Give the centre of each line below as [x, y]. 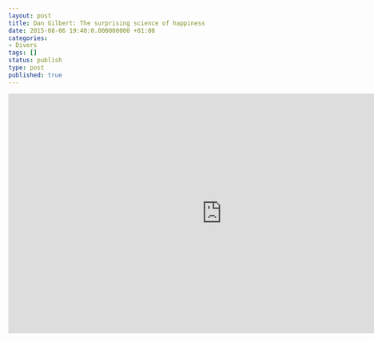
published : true [35, 75]
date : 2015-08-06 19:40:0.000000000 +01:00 [82, 30]
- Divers [23, 46]
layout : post [30, 16]
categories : [28, 38]
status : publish [35, 61]
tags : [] [23, 53]
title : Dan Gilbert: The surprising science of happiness [107, 23]
